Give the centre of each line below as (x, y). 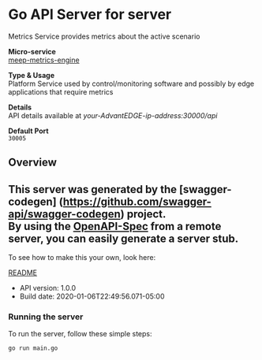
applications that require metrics (61, 91)
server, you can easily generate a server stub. (124, 238)
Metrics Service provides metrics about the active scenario (104, 36)
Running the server (46, 317)
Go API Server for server (90, 15)
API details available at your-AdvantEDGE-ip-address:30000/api (113, 115)
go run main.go (33, 348)
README (23, 273)
